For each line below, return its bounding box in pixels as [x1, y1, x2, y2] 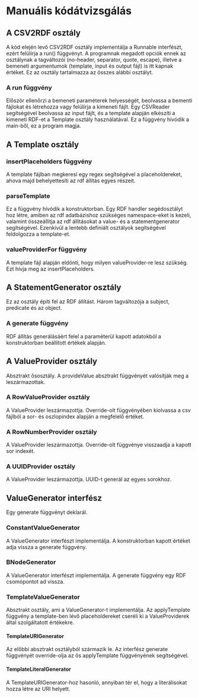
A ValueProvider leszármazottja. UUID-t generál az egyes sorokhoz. [6, 476, 172, 483]
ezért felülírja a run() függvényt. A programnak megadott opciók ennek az [6, 50, 187, 57]
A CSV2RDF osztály [6, 28, 81, 38]
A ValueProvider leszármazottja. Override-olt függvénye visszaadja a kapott [6, 441, 191, 449]
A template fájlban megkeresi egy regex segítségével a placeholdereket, [6, 170, 183, 177]
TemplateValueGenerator [6, 592, 80, 601]
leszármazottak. [6, 378, 46, 385]
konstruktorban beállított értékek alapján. [6, 339, 107, 346]
